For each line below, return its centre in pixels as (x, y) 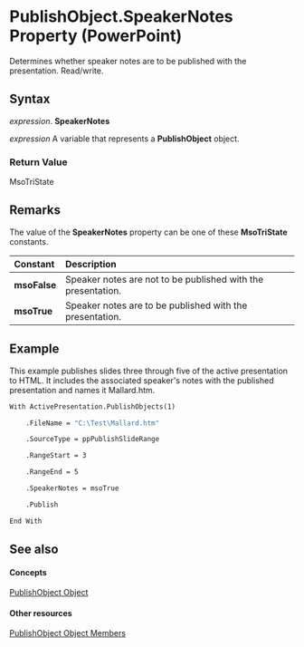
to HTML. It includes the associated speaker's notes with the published (142, 380)
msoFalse (35, 285)
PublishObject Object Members (68, 633)
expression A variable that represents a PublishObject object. (124, 139)
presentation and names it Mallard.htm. (82, 390)
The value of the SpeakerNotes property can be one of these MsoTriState (148, 232)
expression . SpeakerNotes (60, 121)
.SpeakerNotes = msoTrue (72, 488)
